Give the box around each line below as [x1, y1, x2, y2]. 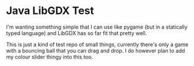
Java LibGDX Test [6, 4, 94, 18]
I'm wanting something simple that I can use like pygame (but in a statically [6, 23, 188, 30]
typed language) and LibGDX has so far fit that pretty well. [6, 29, 147, 36]
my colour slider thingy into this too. [6, 53, 93, 60]
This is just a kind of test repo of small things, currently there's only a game [6, 41, 189, 48]
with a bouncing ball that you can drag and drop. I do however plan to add [6, 47, 185, 54]
